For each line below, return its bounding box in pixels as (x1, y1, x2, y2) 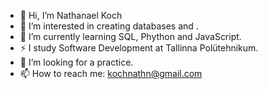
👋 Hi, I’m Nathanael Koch (19, 10, 123, 21)
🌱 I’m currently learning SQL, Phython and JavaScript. (19, 31, 242, 42)
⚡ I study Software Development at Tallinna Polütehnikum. (19, 42, 259, 54)
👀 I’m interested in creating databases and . (19, 20, 199, 32)
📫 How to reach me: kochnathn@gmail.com (19, 68, 203, 79)
